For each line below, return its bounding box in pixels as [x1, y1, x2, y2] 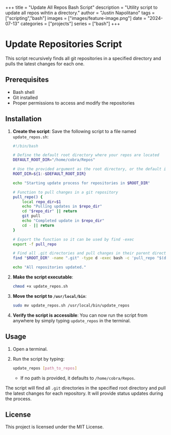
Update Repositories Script [5, 38, 123, 50]
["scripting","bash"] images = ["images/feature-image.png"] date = [5, 15, 146, 21]
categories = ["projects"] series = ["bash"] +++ [20, 20, 120, 27]
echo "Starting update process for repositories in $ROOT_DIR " [12, 181, 151, 186]
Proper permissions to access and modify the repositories [12, 99, 135, 106]
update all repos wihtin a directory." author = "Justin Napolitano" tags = [5, 10, 155, 16]
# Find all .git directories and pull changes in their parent [12, 251, 151, 256]
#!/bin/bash [12, 143, 38, 148]
